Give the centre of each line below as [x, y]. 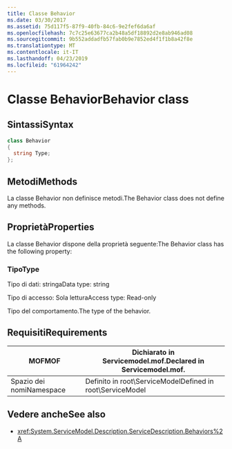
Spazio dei [28, 381]
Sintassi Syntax [40, 125]
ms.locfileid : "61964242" [44, 65]
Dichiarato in [153, 352]
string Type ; [32, 154]
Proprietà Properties [51, 227]
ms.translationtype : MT [41, 46]
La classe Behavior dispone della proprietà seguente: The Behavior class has [116, 244]
